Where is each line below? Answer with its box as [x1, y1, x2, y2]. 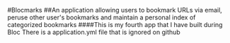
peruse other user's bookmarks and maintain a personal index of [7, 13, 196, 21]
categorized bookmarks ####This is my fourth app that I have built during [7, 21, 223, 28]
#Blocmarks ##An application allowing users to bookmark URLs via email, [7, 6, 223, 14]
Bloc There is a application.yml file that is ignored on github [7, 28, 180, 36]
